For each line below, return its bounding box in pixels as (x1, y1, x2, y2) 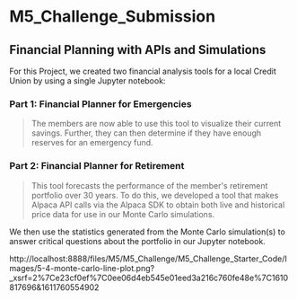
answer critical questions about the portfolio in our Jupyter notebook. (9, 235, 266, 246)
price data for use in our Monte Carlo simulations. (31, 208, 215, 219)
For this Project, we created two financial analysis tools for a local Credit (9, 66, 276, 76)
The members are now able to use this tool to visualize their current (31, 119, 282, 129)
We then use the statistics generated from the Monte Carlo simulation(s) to (9, 226, 285, 237)
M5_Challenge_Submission (9, 6, 216, 27)
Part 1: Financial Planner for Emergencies (9, 97, 192, 110)
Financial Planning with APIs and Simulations (9, 42, 266, 57)
